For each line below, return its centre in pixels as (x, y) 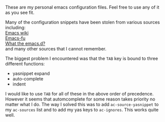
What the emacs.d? (25, 43)
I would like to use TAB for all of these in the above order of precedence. (79, 94)
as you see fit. (20, 12)
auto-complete (28, 79)
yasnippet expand (31, 73)
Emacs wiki (17, 33)
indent (19, 84)
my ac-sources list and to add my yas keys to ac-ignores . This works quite (82, 110)
